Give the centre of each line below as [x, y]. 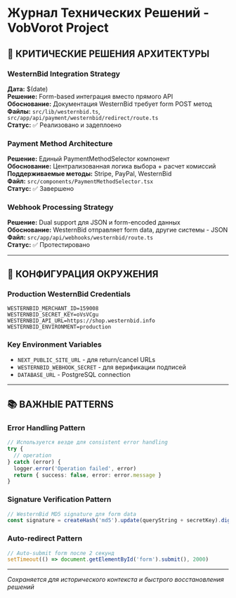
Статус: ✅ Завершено [41, 189]
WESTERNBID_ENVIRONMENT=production [59, 327]
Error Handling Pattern [46, 427]
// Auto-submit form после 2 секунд [61, 553]
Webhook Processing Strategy [60, 207]
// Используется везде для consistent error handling [88, 443]
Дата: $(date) [28, 88]
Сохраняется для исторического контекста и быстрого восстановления [116, 580]
